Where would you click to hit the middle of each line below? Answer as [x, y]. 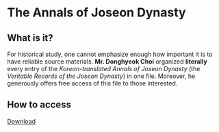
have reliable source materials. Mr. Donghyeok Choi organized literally [107, 62]
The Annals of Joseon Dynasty [96, 13]
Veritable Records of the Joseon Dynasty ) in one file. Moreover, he [101, 76]
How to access [39, 105]
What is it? [30, 38]
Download [22, 121]
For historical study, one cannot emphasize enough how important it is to [110, 54]
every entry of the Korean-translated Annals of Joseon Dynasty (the [104, 69]
